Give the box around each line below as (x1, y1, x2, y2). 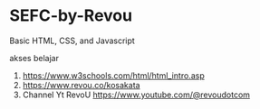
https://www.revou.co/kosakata (22, 79, 140, 90)
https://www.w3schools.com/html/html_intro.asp (22, 69, 206, 81)
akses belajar (9, 52, 59, 63)
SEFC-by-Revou (9, 5, 133, 26)
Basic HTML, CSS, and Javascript (9, 35, 136, 46)
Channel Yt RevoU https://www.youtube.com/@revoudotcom (22, 89, 251, 100)
